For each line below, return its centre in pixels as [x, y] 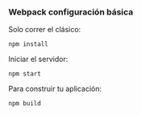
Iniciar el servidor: [38, 60]
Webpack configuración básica [71, 12]
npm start [25, 74]
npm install [28, 44]
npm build [25, 104]
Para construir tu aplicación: [55, 89]
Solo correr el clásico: [45, 30]
